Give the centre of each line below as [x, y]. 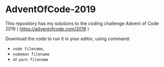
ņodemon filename [31, 54]
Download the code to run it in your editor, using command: [68, 39]
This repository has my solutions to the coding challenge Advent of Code [82, 23]
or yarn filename [30, 59]
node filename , [28, 48]
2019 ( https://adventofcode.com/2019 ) [47, 28]
